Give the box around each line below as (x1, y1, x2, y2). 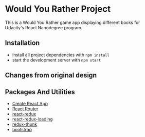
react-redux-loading (12, 116, 53, 122)
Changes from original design (5, 71, 97, 79)
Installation (5, 39, 40, 47)
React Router (12, 106, 38, 112)
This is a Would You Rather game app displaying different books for (5, 20, 140, 25)
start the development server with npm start (12, 57, 101, 63)
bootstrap (12, 126, 32, 132)
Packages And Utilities (5, 88, 75, 96)
